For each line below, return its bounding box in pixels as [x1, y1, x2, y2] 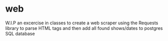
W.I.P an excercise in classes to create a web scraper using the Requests [5, 20, 159, 26]
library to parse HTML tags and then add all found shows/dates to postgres [5, 25, 163, 31]
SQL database [5, 30, 35, 36]
